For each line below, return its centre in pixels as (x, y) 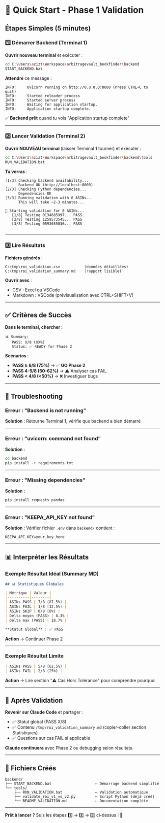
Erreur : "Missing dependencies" (45, 480)
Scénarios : (17, 356)
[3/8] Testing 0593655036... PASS (47, 224)
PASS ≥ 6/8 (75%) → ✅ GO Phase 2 (49, 365)
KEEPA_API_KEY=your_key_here (35, 537)
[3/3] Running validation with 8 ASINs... (49, 198)
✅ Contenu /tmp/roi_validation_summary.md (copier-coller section (79, 727)
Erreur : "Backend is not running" (46, 411)
